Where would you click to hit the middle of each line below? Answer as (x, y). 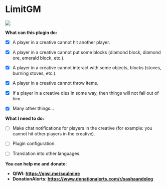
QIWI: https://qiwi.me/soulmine (46, 173)
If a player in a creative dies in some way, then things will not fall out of (86, 93)
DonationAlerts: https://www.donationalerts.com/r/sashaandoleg (83, 178)
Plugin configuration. (34, 143)
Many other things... (33, 108)
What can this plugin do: (31, 32)
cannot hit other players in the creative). (54, 134)
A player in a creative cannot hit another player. (61, 42)
